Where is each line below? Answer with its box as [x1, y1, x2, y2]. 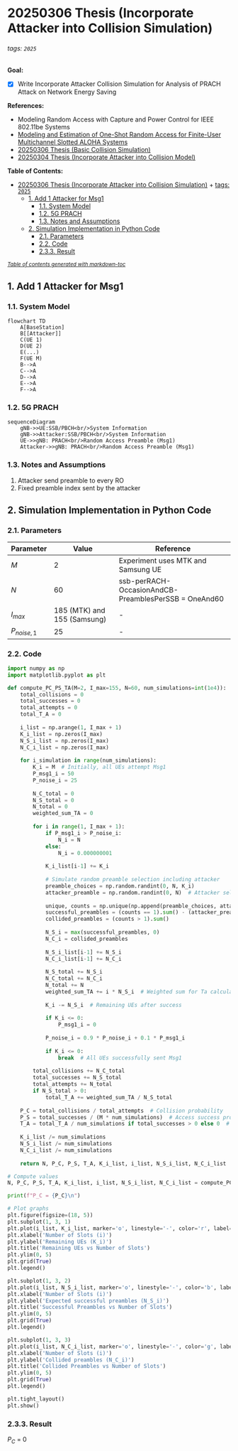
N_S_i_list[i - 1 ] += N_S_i [45, 949, 122, 956]
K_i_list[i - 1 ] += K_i [45, 863, 110, 870]
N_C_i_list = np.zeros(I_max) [20, 744, 110, 751]
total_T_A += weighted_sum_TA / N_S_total [45, 1094, 173, 1101]
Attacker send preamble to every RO [17, 476, 124, 485]
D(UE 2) [20, 342, 42, 350]
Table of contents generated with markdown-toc [7, 261, 126, 268]
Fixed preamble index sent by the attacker [17, 483, 141, 492]
